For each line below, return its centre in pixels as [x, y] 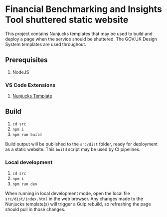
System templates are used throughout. [46, 44]
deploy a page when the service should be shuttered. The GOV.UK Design [81, 39]
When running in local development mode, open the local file [68, 193]
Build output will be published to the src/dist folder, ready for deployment [82, 144]
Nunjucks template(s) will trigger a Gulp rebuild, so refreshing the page [78, 204]
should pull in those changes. [35, 209]
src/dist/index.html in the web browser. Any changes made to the [74, 199]
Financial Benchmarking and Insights [83, 9]
